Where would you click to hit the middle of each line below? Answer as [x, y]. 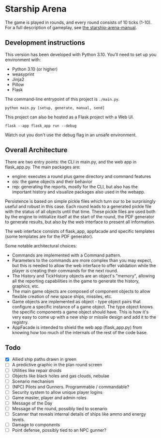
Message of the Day [32, 403]
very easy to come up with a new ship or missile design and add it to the [84, 317]
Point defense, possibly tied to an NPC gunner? [59, 430]
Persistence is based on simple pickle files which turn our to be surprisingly [80, 201]
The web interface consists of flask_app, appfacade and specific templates [80, 231]
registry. [20, 322]
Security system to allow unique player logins [57, 392]
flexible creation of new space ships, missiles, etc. [62, 296]
